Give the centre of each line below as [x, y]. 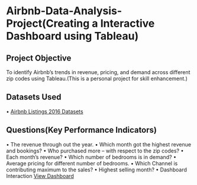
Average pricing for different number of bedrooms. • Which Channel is [92, 163]
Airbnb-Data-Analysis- [64, 11]
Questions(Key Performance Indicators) [81, 130]
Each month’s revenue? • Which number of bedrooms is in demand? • [91, 157]
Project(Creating [48, 23]
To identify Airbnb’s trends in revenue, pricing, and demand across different [98, 72]
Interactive [127, 23]
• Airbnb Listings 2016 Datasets [45, 111]
